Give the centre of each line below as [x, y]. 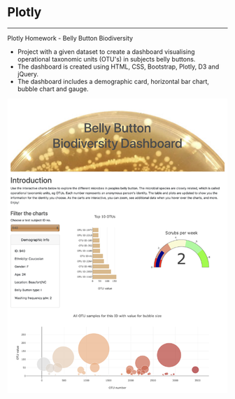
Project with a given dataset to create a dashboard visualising [106, 51]
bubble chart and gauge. [53, 89]
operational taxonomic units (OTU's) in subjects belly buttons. [106, 59]
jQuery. [28, 73]
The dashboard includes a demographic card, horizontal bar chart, [113, 81]
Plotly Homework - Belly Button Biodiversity [70, 38]
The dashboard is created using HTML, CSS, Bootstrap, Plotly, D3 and [118, 66]
